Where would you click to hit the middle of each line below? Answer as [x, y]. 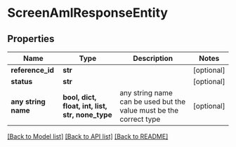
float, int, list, [85, 106]
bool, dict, [80, 97]
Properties [31, 39]
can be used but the [152, 101]
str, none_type [87, 115]
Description [153, 58]
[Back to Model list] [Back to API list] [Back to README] [88, 136]
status [22, 82]
